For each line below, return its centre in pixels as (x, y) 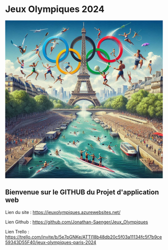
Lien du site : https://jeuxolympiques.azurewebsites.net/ (63, 212)
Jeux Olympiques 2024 (55, 9)
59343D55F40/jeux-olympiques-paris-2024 (51, 242)
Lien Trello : (17, 231)
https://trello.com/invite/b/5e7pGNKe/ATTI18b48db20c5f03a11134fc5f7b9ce (84, 237)
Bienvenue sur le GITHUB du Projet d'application (82, 192)
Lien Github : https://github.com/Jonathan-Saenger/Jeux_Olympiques (77, 222)
